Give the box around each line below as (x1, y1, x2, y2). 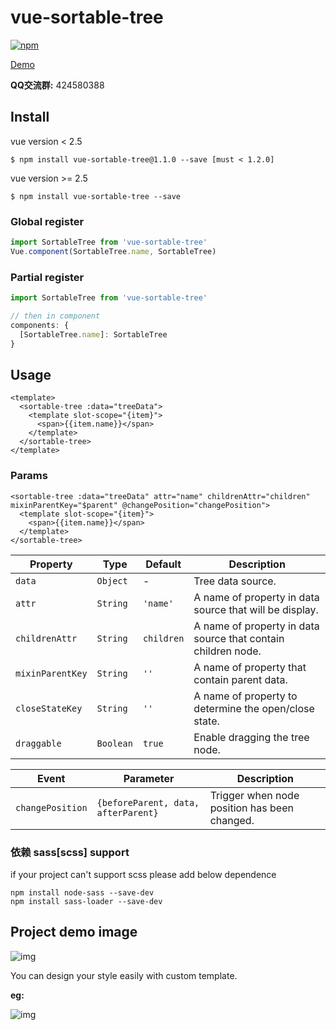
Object (96, 575, 128, 586)
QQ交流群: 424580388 (10, 79, 105, 91)
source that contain (193, 631, 285, 645)
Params (10, 469, 48, 483)
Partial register (10, 270, 85, 284)
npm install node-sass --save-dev (10, 887, 155, 898)
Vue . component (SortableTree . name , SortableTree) (10, 246, 217, 256)
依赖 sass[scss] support (10, 845, 130, 859)
